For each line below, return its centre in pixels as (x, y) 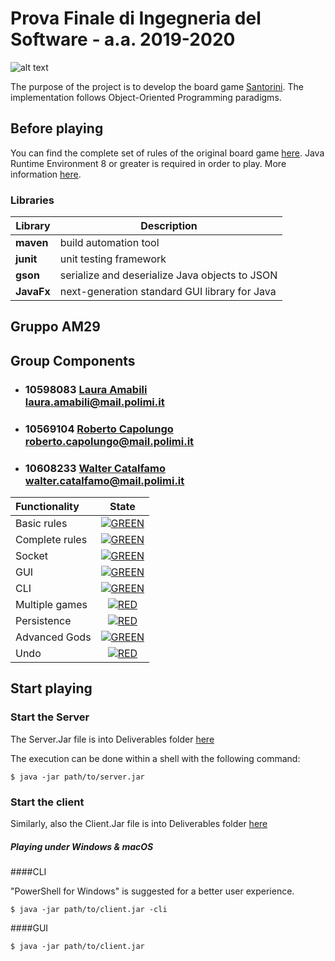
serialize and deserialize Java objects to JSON (168, 275)
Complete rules (51, 539)
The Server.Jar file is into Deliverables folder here (112, 739)
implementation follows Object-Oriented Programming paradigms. (146, 97)
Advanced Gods (53, 637)
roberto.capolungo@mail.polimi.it (109, 441)
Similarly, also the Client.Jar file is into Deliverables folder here (139, 823)
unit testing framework (113, 259)
